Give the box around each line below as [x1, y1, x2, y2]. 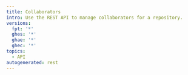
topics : [6, 48, 26, 54]
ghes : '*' [12, 31, 36, 37]
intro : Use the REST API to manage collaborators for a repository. [6, 15, 183, 21]
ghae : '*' [12, 37, 36, 43]
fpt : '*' [12, 25, 34, 32]
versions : [6, 20, 32, 26]
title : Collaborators [6, 8, 61, 15]
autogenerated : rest [6, 59, 59, 65]
